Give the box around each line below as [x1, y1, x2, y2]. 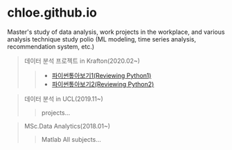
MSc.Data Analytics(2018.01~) [24, 122, 111, 130]
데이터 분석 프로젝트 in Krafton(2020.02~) [24, 57, 141, 65]
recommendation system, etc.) [7, 42, 95, 50]
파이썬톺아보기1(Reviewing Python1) [51, 71, 152, 79]
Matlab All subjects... [41, 135, 102, 143]
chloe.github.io [7, 5, 97, 21]
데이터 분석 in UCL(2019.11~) [24, 95, 104, 103]
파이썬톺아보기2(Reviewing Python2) [51, 79, 154, 88]
